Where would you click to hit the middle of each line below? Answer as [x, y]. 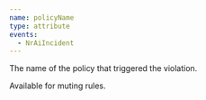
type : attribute [40, 26]
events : [24, 34]
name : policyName [42, 18]
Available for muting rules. [58, 86]
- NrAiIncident [46, 43]
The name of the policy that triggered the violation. [103, 68]
